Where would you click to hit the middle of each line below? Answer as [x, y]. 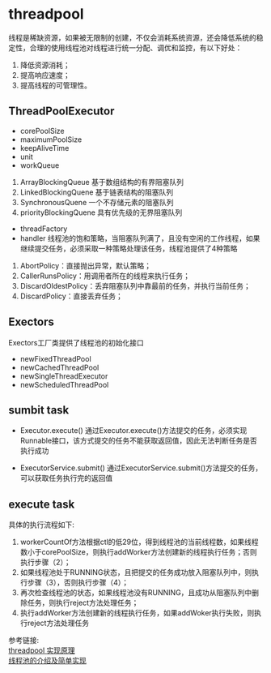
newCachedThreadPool [59, 367]
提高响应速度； [45, 75]
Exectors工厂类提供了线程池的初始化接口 [76, 342]
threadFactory [44, 229]
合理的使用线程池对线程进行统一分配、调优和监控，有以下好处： [136, 47]
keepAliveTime [44, 148]
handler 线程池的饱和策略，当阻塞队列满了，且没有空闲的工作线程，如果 [140, 238]
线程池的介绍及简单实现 [47, 661]
